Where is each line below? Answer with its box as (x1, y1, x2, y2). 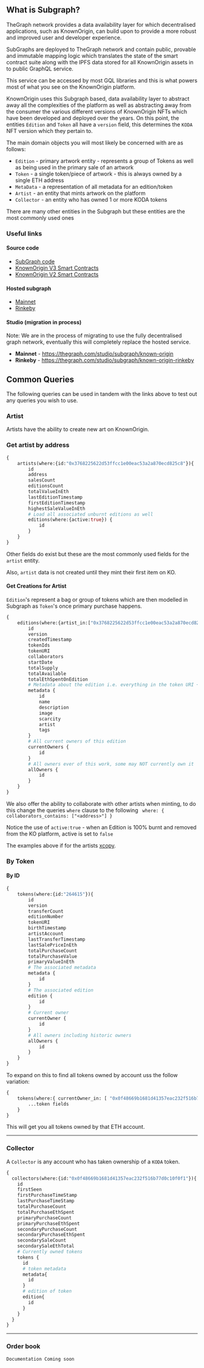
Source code (6, 244, 39, 251)
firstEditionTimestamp (28, 500, 86, 506)
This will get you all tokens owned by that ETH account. (6, 1123, 145, 1131)
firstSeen (17, 1186, 42, 1193)
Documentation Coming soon (6, 1356, 75, 1362)
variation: (6, 1078, 30, 1086)
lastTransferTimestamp (28, 936, 86, 942)
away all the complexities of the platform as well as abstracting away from (6, 101, 192, 109)
